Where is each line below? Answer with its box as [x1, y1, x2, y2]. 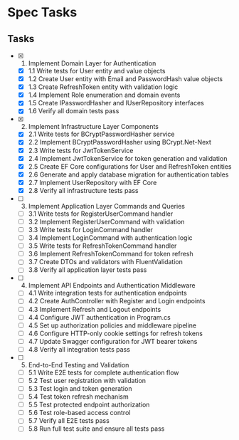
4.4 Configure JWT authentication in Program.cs [28, 313, 171, 321]
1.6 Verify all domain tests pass [28, 107, 119, 115]
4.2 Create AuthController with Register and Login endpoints [28, 297, 206, 305]
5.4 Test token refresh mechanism [28, 392, 129, 401]
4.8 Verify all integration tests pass [28, 345, 130, 353]
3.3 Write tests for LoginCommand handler [28, 226, 154, 234]
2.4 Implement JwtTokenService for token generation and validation [28, 154, 228, 162]
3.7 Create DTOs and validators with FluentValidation [28, 258, 183, 266]
